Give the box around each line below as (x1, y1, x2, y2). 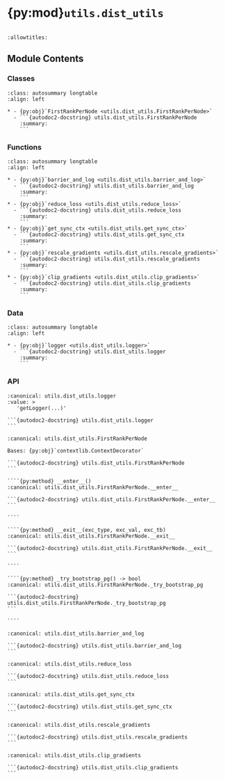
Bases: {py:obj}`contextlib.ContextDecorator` (7, 447, 144, 454)
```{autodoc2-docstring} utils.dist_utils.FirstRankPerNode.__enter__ (7, 496, 216, 503)
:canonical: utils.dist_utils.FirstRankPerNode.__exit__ (7, 533, 176, 540)
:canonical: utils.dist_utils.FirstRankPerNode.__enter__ (7, 484, 178, 491)
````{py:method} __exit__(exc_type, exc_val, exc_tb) (7, 526, 167, 533)
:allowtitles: (7, 33, 49, 41)
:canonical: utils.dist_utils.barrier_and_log (7, 630, 144, 637)
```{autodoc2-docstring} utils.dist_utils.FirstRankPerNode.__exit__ (7, 544, 213, 551)
